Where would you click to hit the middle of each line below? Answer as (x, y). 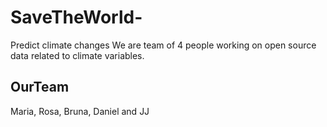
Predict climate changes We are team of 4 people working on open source (163, 45)
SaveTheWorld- (76, 17)
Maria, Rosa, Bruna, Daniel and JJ (80, 111)
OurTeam (40, 87)
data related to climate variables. (77, 55)
